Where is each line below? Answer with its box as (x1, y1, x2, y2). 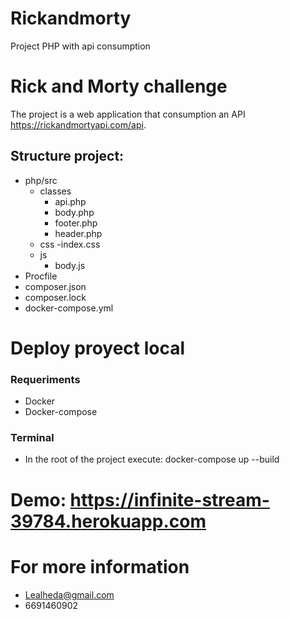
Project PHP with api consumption (10, 40, 151, 52)
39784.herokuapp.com (10, 510, 207, 532)
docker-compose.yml (24, 302, 114, 314)
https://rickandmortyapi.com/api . (10, 118, 147, 131)
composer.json (24, 280, 87, 292)
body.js (54, 259, 86, 271)
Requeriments (10, 372, 81, 386)
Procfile (24, 270, 58, 282)
